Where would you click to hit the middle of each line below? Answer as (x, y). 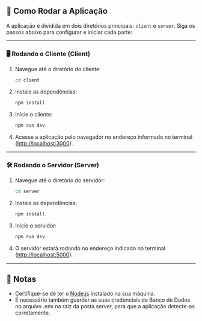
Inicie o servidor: (36, 225)
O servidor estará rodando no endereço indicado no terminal (90, 248)
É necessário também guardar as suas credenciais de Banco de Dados (103, 300)
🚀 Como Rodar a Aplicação (57, 11)
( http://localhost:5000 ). (44, 255)
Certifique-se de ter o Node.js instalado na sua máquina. (85, 294)
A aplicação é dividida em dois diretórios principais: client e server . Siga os (101, 25)
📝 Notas (21, 279)
